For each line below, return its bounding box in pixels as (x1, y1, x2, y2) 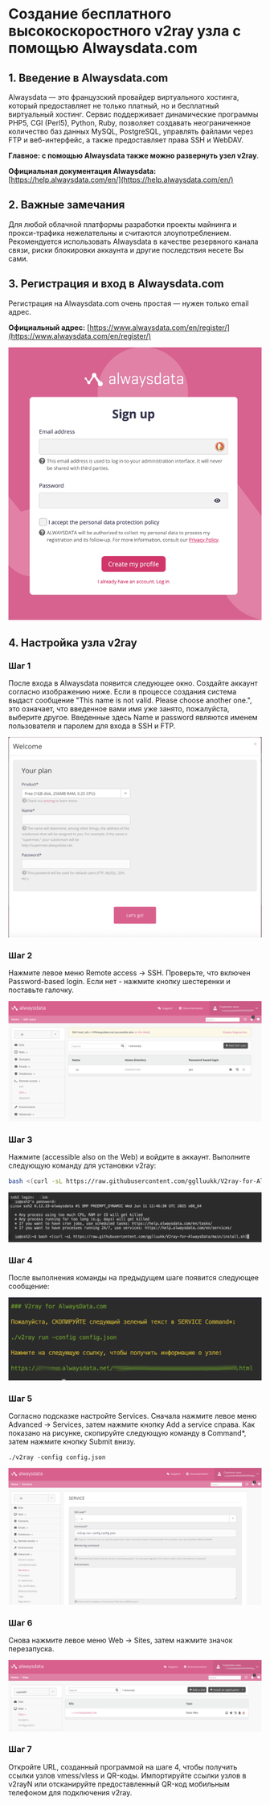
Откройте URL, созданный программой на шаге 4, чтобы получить (8, 1762, 238, 1771)
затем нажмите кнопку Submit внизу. (8, 1437, 137, 1447)
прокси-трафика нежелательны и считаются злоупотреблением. (8, 228, 231, 237)
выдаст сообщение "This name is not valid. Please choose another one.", (8, 695, 252, 705)
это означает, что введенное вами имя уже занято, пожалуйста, (8, 704, 230, 713)
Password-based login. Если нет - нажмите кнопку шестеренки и (8, 976, 231, 986)
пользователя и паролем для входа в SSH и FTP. (8, 721, 176, 731)
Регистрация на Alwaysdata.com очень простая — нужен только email (8, 299, 249, 308)
